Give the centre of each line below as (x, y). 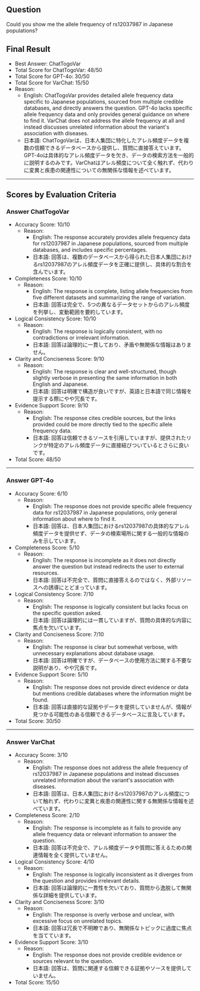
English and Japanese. (60, 384)
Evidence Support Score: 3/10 (51, 942)
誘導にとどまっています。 (79, 587)
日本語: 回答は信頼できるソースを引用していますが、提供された (109, 438)
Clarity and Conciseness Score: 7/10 (59, 634)
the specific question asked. (67, 613)
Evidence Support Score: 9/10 (51, 406)
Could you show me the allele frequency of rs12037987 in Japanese (90, 24)
